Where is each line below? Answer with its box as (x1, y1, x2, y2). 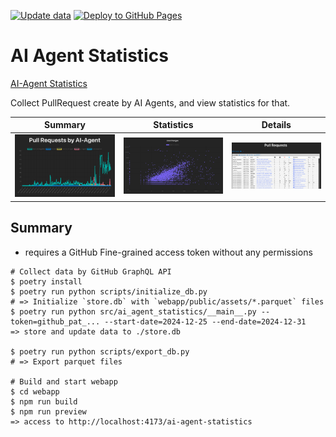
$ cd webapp (10, 386, 60, 397)
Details (261, 119, 292, 131)
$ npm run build (10, 396, 78, 407)
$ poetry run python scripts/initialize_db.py (10, 286, 208, 297)
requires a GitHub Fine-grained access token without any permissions (24, 246, 313, 258)
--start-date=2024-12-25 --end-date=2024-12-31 (104, 316, 307, 327)
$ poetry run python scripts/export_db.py (10, 346, 190, 357)
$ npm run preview (10, 406, 87, 417)
